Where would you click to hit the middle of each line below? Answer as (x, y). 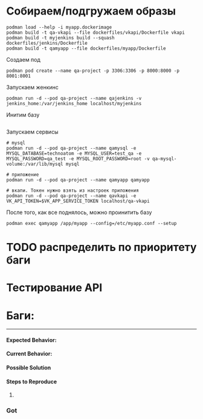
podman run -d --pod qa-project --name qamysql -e (71, 148)
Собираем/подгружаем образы (91, 11)
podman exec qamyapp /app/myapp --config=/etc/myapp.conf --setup (92, 223)
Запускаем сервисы (32, 132)
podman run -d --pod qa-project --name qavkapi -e (71, 196)
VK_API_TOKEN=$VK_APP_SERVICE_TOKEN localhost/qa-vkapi (78, 201)
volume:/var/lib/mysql (35, 164)
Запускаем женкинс (32, 87)
